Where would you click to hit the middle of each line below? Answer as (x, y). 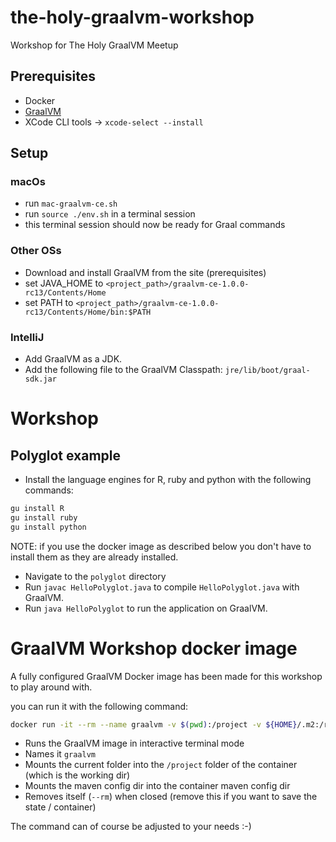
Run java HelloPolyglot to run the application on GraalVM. (146, 608)
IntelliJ (27, 337)
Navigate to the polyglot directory (95, 576)
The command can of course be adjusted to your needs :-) (131, 827)
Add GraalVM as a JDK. (73, 359)
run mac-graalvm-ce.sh (71, 203)
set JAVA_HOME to (64, 283)
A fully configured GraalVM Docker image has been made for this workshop (166, 676)
